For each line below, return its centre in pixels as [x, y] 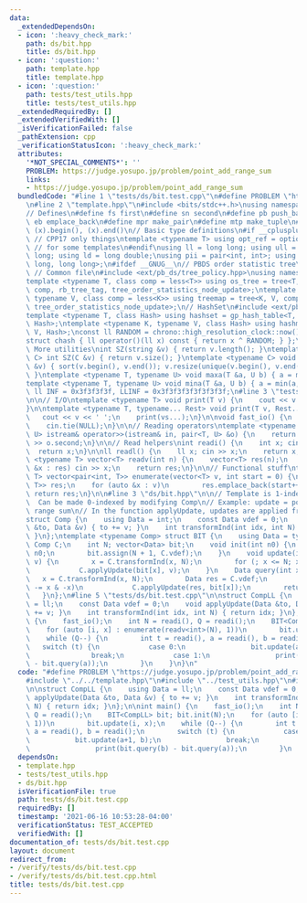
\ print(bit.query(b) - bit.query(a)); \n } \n [159, 749]
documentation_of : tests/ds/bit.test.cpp [90, 842]
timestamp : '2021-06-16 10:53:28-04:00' [95, 817]
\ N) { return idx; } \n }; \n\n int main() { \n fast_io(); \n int [159, 706]
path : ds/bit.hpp [59, 43]
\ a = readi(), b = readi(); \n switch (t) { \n [130, 732]
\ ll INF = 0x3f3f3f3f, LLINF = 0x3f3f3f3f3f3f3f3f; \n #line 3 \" [153, 392]
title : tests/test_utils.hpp [81, 103]
